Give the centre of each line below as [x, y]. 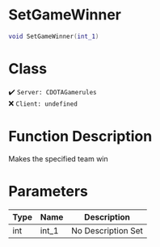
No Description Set [107, 230]
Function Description [80, 136]
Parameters [48, 191]
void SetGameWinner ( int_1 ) [54, 36]
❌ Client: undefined [43, 103]
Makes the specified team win [59, 158]
